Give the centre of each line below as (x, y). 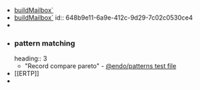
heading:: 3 (30, 58)
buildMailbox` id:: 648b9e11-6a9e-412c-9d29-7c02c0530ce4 (103, 18)
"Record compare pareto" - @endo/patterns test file (100, 66)
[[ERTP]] (27, 74)
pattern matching (45, 43)
